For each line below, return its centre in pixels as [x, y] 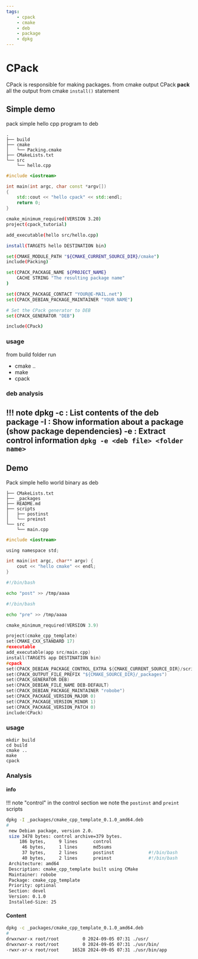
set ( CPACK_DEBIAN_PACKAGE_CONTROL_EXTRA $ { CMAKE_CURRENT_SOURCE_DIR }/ [95, 669]
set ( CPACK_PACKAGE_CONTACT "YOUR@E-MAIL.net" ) [64, 294]
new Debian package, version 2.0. [51, 831]
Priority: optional [33, 886]
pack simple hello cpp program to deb [52, 123]
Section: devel [27, 891]
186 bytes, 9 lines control [65, 842]
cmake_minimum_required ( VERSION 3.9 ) [52, 625]
